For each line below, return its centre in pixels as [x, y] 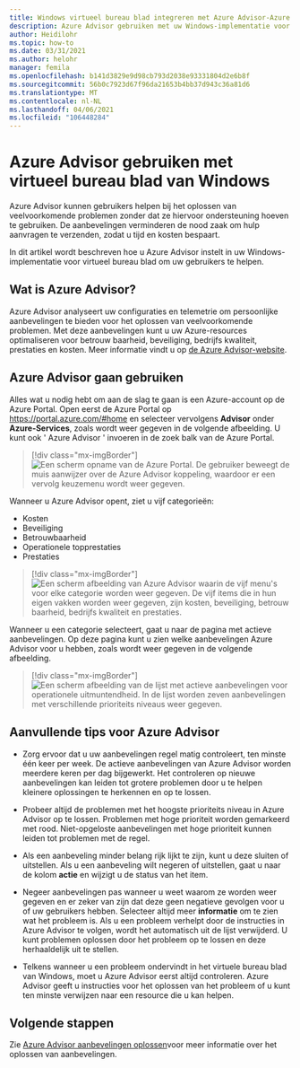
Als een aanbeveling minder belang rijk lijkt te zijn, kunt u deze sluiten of [155, 855]
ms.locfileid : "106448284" [60, 118]
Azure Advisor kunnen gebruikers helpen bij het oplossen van [123, 206]
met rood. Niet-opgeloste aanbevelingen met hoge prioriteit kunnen [146, 828]
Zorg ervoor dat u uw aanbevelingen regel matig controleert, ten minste [154, 754]
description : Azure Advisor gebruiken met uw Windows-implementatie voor [150, 26]
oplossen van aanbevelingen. [64, 1055]
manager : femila [39, 68]
